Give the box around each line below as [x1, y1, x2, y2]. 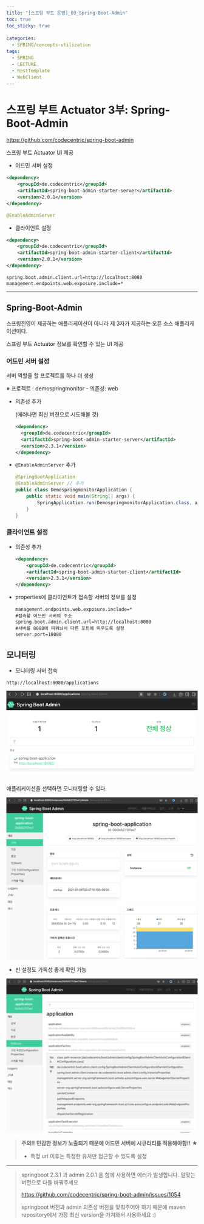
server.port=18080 [15, 631, 62, 638]
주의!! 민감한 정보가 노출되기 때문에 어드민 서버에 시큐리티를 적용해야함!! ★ [21, 1139, 198, 1147]
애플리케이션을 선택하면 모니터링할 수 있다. [6, 785, 107, 792]
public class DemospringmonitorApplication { [15, 487, 132, 493]
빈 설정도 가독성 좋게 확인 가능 [15, 966, 87, 974]
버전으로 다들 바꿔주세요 [21, 1178, 79, 1186]
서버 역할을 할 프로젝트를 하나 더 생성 [6, 372, 94, 379]
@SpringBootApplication [15, 474, 76, 480]
